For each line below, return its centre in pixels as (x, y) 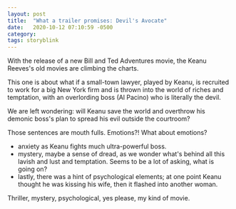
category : (22, 34)
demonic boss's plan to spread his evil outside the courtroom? (99, 119)
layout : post (27, 14)
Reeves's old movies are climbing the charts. (73, 68)
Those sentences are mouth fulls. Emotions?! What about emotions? (108, 133)
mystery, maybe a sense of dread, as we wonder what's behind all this (121, 154)
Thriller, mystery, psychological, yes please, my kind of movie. (99, 198)
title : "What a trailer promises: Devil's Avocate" (87, 21)
